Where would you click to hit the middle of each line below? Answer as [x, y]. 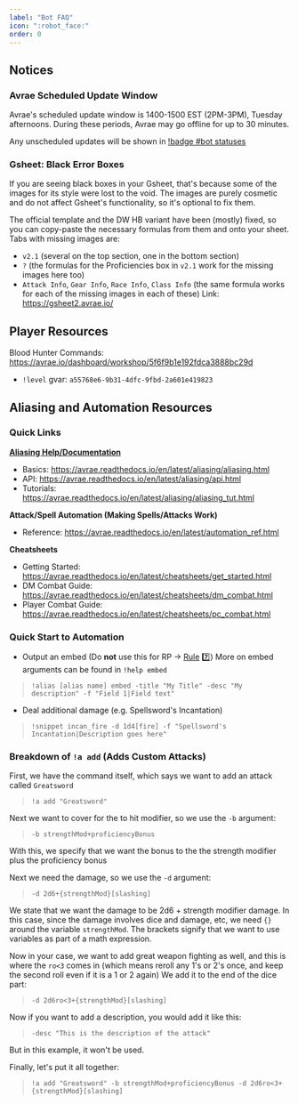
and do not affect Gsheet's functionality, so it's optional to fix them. [133, 203]
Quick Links [35, 432]
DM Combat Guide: [57, 585]
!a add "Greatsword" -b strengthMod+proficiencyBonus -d [139, 1084]
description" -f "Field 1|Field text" [103, 694]
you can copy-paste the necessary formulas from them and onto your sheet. [149, 230]
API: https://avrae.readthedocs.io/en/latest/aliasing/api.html [132, 479]
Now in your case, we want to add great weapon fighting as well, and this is [148, 956]
